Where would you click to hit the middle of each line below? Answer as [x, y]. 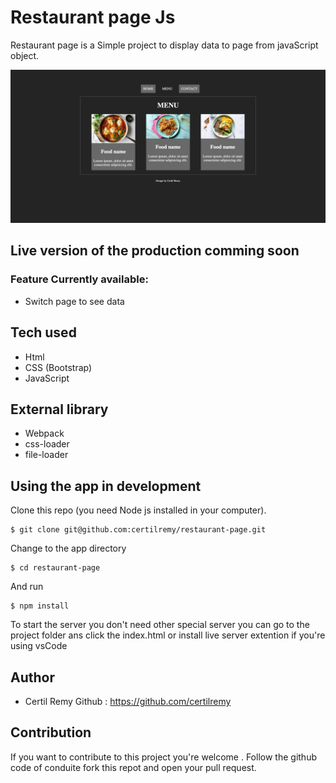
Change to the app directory [68, 548]
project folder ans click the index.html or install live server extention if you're [168, 635]
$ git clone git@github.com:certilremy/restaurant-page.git [138, 530]
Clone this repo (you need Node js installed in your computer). [138, 510]
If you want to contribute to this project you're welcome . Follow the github [163, 757]
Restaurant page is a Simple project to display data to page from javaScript [164, 45]
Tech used [43, 332]
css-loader [47, 444]
